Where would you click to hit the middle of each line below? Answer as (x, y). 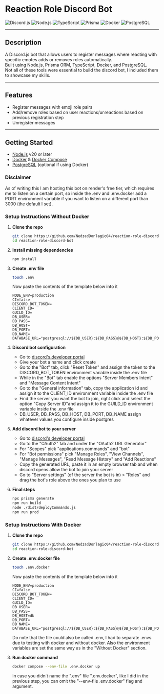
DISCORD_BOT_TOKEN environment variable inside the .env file (83, 373)
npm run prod (25, 512)
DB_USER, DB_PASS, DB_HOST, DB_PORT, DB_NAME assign (80, 414)
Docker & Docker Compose (40, 160)
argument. (22, 686)
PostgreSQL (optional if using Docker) (50, 165)
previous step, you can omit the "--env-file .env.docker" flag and (77, 681)
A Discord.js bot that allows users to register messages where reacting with (81, 54)
